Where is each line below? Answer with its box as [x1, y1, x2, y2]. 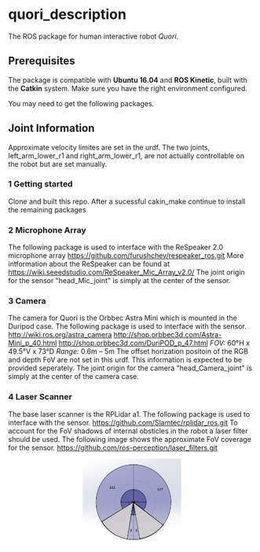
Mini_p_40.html [8, 338, 57, 348]
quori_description [8, 6, 127, 24]
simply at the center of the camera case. [8, 372, 140, 381]
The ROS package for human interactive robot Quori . [8, 31, 179, 41]
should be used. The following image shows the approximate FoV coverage [8, 434, 251, 443]
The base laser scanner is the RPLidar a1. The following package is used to [8, 409, 251, 418]
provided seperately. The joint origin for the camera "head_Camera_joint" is [8, 363, 253, 373]
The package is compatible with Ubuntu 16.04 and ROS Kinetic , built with [8, 75, 247, 84]
